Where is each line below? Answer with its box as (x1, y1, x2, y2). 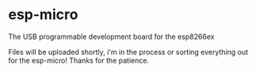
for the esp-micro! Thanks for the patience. (8, 56, 149, 65)
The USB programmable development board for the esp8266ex (8, 32, 215, 41)
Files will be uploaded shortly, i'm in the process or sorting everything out (8, 47, 248, 56)
